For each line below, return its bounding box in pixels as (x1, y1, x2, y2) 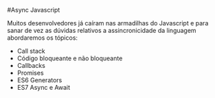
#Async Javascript (7, 6, 60, 14)
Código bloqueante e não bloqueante (16, 54, 123, 62)
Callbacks (16, 62, 46, 69)
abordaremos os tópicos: (7, 34, 78, 42)
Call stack (16, 47, 46, 55)
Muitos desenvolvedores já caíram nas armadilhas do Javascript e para (7, 19, 209, 27)
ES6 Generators (16, 76, 63, 84)
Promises (16, 69, 44, 77)
